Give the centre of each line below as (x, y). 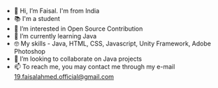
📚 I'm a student (37, 19)
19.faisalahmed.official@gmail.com (64, 76)
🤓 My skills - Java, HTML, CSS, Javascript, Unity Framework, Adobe (112, 43)
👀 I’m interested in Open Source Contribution (78, 29)
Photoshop (29, 51)
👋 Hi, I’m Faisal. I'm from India (57, 11)
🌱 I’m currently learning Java (55, 36)
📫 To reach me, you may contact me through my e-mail (94, 67)
